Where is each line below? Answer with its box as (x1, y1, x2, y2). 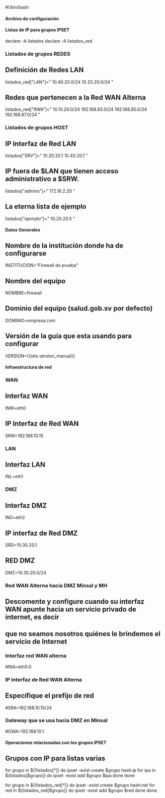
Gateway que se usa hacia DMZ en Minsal (5, 717, 108, 724)
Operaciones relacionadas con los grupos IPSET (5, 740, 107, 746)
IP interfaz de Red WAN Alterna (5, 676, 82, 683)
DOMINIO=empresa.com (5, 318, 56, 323)
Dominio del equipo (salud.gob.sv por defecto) (5, 304, 153, 313)
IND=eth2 (5, 514, 25, 521)
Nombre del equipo (5, 277, 66, 285)
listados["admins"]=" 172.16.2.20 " (5, 188, 76, 194)
